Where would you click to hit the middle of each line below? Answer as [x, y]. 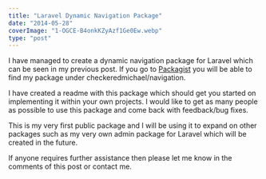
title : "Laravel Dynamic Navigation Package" [85, 16]
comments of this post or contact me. [70, 167]
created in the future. [43, 143]
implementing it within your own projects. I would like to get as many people [133, 101]
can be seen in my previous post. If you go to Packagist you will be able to [131, 70]
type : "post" [30, 38]
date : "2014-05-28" [41, 23]
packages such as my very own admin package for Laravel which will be [127, 134]
